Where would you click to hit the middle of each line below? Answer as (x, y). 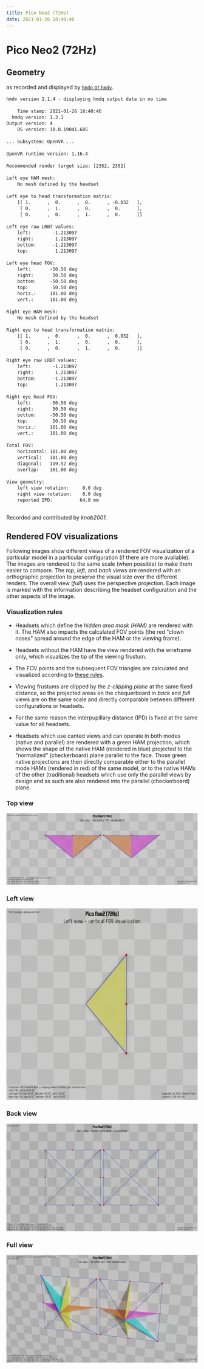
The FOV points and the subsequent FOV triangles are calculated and (102, 668)
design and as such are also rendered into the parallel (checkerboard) (102, 781)
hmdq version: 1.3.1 (38, 117)
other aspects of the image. (41, 596)
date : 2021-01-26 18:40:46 (40, 19)
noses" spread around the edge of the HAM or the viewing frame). (98, 638)
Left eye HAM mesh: (31, 178)
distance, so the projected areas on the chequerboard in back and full (103, 693)
